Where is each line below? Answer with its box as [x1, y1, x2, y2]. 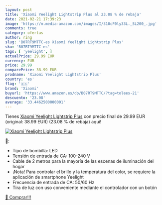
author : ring [5, 35, 32, 40]
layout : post [5, 7, 32, 12]
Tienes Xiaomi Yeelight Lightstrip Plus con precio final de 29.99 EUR [5, 113, 146, 119]
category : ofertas [5, 30, 43, 35]
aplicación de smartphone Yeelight [12, 174, 84, 180]
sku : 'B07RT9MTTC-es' [5, 44, 50, 49]
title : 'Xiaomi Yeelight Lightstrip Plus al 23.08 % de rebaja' [5, 12, 142, 17]
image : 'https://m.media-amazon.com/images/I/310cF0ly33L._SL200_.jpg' [5, 21, 157, 26]
